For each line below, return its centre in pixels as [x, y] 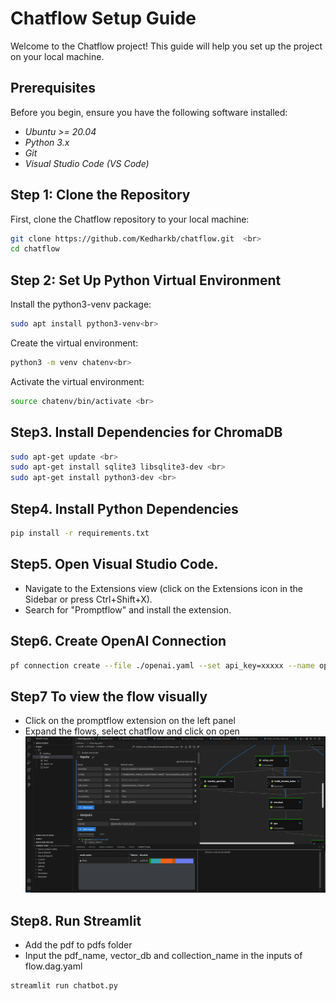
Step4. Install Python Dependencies [124, 508]
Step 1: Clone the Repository [100, 195]
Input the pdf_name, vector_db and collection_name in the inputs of [163, 955]
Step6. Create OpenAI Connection [118, 641]
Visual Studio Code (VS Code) [87, 163]
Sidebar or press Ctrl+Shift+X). [88, 599]
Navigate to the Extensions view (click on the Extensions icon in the [164, 588]
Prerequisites [53, 88]
